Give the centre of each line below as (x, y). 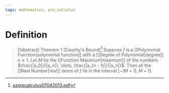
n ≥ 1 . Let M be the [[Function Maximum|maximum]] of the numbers (88, 60)
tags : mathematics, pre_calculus (40, 10)
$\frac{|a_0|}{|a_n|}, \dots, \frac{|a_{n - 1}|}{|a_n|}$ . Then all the (84, 65)
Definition (26, 34)
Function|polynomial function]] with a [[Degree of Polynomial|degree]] (90, 55)
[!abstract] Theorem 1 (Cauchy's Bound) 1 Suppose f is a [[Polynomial (89, 49)
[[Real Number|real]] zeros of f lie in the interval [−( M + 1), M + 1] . (85, 71)
